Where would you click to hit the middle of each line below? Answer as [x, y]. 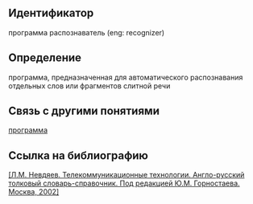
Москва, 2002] [34, 192]
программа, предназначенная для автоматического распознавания [126, 77]
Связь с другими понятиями [84, 111]
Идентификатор [51, 13]
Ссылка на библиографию [79, 155]
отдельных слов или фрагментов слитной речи [89, 86]
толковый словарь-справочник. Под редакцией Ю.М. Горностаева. [124, 183]
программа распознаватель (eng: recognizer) [87, 32]
